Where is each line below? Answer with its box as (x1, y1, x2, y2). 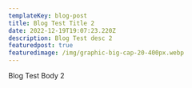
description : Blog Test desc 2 (8, 34, 113, 42)
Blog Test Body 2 (8, 71, 66, 80)
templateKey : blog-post (8, 11, 88, 20)
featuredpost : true (8, 42, 74, 50)
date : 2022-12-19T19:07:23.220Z (8, 26, 116, 34)
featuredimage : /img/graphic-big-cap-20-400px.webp (8, 49, 184, 57)
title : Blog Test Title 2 (8, 19, 94, 27)
